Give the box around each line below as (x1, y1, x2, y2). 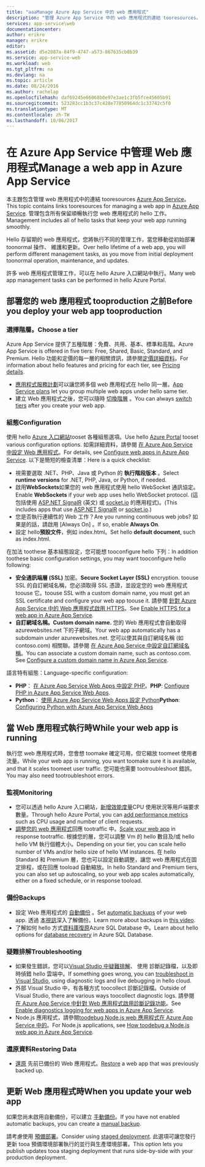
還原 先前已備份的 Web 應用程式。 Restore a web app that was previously (15, 1060, 199, 1068)
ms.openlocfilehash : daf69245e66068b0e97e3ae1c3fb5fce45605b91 (6, 94, 171, 101)
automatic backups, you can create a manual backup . (6, 1120, 142, 1127)
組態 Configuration (6, 418, 62, 426)
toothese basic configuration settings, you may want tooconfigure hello (6, 555, 187, 562)
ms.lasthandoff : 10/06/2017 (6, 117, 78, 123)
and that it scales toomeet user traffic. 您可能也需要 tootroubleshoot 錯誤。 (6, 765, 195, 772)
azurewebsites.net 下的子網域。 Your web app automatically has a (15, 626, 181, 634)
